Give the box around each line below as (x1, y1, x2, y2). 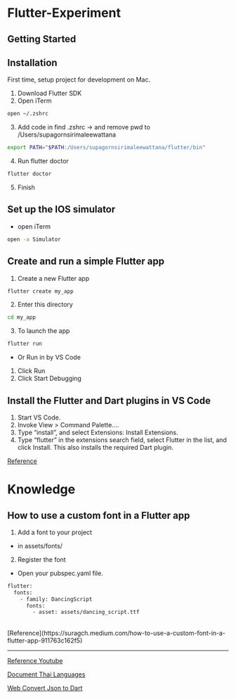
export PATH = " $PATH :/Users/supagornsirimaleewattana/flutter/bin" (7, 144, 206, 151)
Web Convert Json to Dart (7, 684, 83, 693)
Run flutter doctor (17, 157, 69, 165)
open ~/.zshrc (7, 111, 49, 118)
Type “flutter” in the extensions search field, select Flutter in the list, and (17, 435, 227, 444)
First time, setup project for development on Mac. (7, 75, 151, 84)
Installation (7, 56, 58, 68)
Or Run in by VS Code (17, 353, 81, 362)
